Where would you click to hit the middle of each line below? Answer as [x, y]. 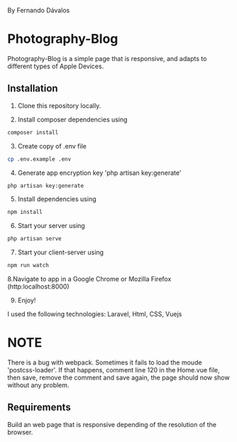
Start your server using [51, 226]
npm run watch [28, 266]
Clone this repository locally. [59, 105]
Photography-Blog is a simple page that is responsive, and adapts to [107, 58]
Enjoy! [27, 300]
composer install [33, 132]
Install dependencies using [57, 199]
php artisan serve [34, 239]
